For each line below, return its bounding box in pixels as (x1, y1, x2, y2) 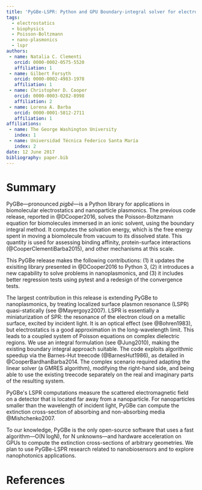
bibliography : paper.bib (6, 154, 69, 160)
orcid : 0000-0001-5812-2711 (14, 110, 85, 116)
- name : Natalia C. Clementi (8, 54, 82, 60)
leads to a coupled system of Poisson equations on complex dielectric (6, 333, 180, 340)
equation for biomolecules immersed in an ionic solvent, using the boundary (6, 219, 194, 227)
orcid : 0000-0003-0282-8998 (14, 93, 85, 99)
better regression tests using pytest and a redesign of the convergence (6, 276, 183, 283)
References (6, 473, 65, 487)
